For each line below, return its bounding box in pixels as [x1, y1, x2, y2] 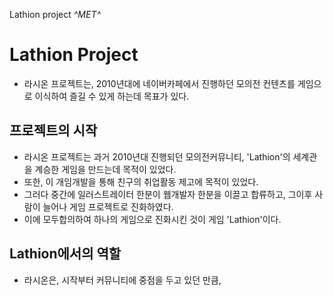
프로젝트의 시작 [9, 122, 98, 139]
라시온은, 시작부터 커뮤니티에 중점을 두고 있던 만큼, [23, 274, 222, 286]
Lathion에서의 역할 [9, 245, 122, 263]
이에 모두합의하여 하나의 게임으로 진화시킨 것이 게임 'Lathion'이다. [23, 213, 282, 225]
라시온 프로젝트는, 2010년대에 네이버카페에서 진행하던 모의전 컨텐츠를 [23, 77, 296, 89]
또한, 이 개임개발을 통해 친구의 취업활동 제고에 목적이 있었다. [23, 175, 259, 188]
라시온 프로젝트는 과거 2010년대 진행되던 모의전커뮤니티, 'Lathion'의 [23, 150, 291, 163]
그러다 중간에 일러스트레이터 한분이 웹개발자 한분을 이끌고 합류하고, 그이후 [23, 188, 313, 200]
